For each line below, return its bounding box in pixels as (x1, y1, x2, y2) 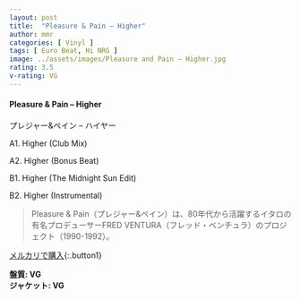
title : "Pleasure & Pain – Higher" (9, 21, 146, 30)
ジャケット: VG (9, 279, 64, 291)
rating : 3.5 (9, 64, 54, 73)
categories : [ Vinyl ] (9, 38, 94, 47)
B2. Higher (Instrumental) (9, 190, 103, 201)
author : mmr (9, 30, 54, 38)
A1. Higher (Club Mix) (9, 138, 88, 149)
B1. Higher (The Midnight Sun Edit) (9, 172, 137, 184)
